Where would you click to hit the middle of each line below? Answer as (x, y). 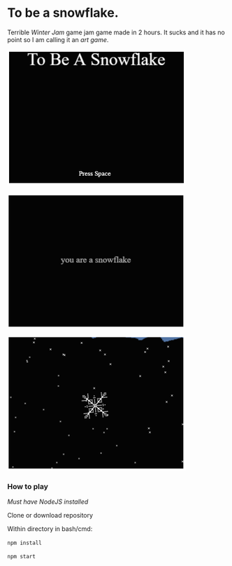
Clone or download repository (50, 516)
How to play (28, 486)
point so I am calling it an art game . (58, 39)
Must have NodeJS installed (48, 502)
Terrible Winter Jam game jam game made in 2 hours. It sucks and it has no (116, 32)
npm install (24, 543)
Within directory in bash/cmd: (50, 529)
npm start (22, 557)
